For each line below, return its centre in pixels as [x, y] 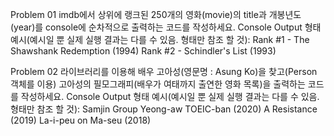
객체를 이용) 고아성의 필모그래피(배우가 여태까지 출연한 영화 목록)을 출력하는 [158, 84]
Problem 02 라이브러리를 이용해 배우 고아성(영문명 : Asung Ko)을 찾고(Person [164, 71]
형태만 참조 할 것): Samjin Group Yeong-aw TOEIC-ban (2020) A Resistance [164, 109]
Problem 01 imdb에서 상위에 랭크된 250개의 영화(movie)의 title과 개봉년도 [156, 14]
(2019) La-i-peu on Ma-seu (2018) [81, 120]
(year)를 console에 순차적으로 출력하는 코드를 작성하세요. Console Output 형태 [166, 27]
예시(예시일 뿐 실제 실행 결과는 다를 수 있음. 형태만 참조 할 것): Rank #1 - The [160, 39]
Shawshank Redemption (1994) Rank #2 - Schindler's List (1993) [143, 51]
